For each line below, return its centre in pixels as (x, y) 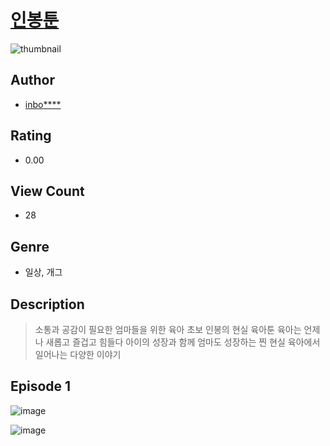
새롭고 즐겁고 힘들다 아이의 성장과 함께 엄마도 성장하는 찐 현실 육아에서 (183, 342)
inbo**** (43, 104)
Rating (31, 136)
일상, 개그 (43, 272)
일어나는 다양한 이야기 (78, 354)
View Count (47, 191)
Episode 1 (41, 386)
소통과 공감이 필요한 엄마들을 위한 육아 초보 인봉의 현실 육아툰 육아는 (168, 329)
